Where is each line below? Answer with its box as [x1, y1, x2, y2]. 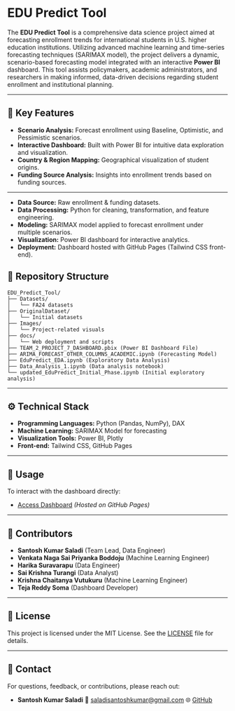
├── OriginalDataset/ [7, 307, 71, 315]
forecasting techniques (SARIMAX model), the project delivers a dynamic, [7, 50, 220, 59]
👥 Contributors [7, 527, 73, 539]
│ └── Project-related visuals [7, 326, 105, 333]
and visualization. [17, 148, 69, 156]
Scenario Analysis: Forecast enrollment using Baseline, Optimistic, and [17, 126, 224, 134]
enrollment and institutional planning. [7, 80, 114, 88]
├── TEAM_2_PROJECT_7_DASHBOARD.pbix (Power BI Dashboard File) [7, 344, 199, 351]
